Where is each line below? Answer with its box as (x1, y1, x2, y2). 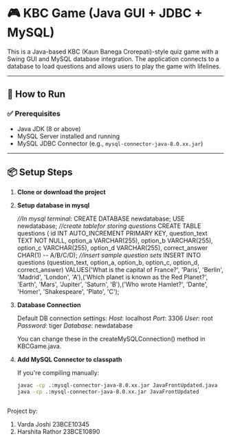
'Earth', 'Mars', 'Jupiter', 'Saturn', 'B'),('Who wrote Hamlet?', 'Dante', (16, 280, 208, 289)
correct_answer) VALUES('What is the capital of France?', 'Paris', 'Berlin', (16, 266, 223, 274)
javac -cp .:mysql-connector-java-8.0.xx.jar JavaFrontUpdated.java (16, 382, 218, 389)
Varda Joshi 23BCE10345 (16, 420, 89, 429)
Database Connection (16, 301, 81, 309)
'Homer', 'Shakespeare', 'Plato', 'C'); (16, 288, 120, 296)
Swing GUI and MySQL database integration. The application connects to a (7, 54, 219, 63)
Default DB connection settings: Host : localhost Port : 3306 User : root (16, 314, 213, 323)
